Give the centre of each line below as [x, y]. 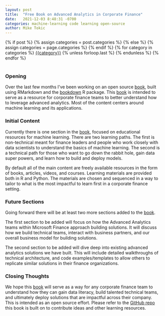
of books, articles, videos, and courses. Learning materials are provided [79, 173]
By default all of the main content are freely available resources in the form [81, 168]
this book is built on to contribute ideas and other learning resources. [76, 308]
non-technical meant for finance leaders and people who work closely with [82, 142]
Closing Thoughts [27, 276]
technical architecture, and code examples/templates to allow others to [78, 258]
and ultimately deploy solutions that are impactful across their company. [79, 298]
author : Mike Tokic [25, 28]
